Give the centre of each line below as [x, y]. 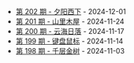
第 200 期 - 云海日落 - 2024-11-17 [70, 31]
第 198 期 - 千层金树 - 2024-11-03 [70, 51]
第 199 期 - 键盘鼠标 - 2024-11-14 [69, 41]
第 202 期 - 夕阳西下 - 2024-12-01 [71, 11]
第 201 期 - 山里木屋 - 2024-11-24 [70, 21]
